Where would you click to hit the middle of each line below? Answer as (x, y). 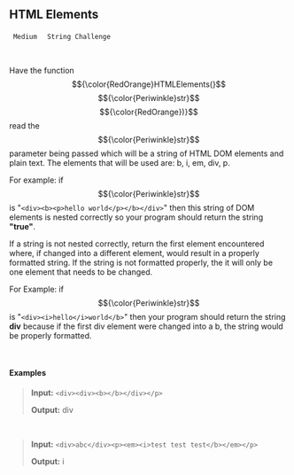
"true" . (23, 226)
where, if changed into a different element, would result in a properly (134, 253)
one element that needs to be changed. (81, 272)
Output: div (52, 410)
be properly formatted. (50, 335)
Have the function (42, 70)
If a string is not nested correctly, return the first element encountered (137, 244)
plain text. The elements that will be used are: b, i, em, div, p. (120, 162)
